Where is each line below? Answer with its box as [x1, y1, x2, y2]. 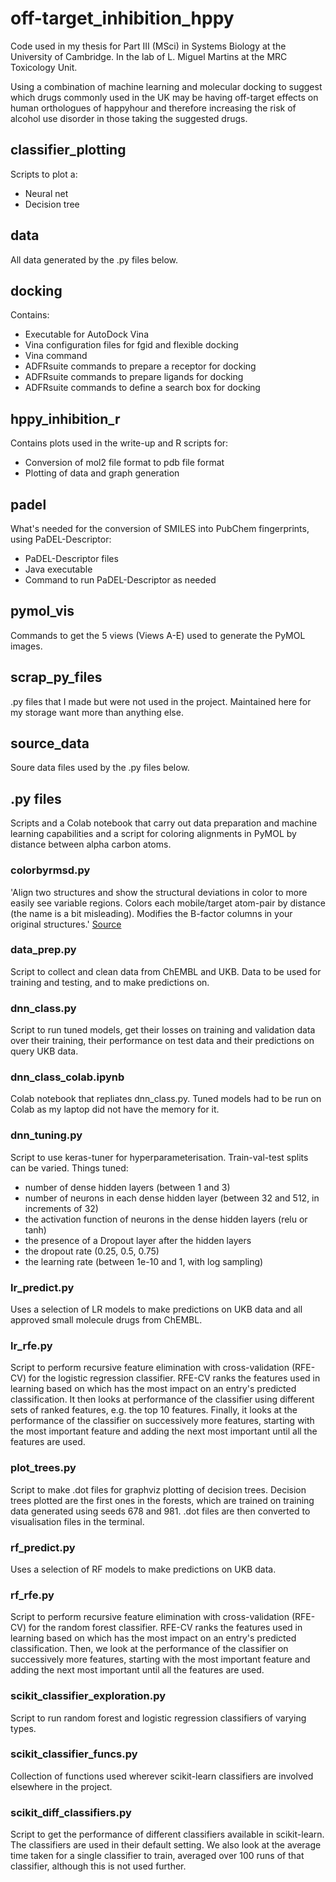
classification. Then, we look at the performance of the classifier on [10, 1643, 289, 1655]
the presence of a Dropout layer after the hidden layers [24, 1234, 252, 1246]
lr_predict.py [10, 1280, 75, 1294]
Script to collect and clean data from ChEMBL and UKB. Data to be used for [10, 965, 322, 977]
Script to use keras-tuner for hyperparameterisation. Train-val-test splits [10, 1151, 309, 1163]
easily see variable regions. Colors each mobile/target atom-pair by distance [10, 897, 326, 909]
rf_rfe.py [10, 1588, 55, 1602]
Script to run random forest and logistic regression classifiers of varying [10, 1712, 307, 1724]
